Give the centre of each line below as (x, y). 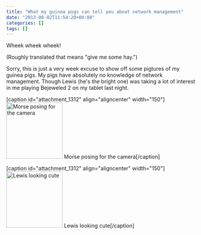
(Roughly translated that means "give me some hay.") (72, 57)
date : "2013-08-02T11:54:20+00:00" (51, 17)
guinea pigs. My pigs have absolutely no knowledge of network (85, 75)
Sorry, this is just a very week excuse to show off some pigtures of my (93, 69)
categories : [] (25, 23)
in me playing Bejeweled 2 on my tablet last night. (67, 88)
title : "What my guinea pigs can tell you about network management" (95, 12)
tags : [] (17, 28)
